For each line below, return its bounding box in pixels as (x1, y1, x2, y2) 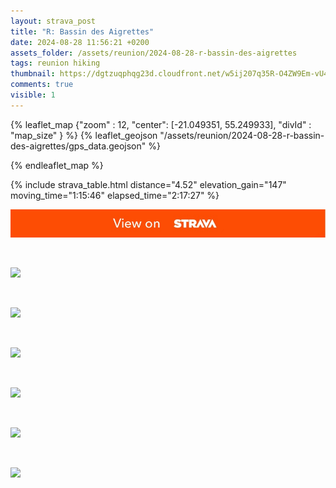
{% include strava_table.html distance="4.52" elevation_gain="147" (10, 178, 287, 190)
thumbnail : (10, 69, 56, 79)
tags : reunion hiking (10, 58, 101, 69)
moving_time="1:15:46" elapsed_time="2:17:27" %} (10, 189, 220, 201)
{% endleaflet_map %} (10, 159, 104, 171)
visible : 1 (10, 90, 56, 100)
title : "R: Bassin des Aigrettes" (10, 26, 155, 37)
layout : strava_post (10, 16, 97, 26)
